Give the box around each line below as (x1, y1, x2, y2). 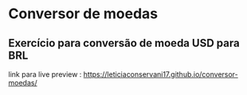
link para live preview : (8, 70, 82, 79)
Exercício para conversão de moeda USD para (8, 36, 241, 50)
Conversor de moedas (8, 5, 159, 23)
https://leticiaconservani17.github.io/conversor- (83, 70, 239, 79)
